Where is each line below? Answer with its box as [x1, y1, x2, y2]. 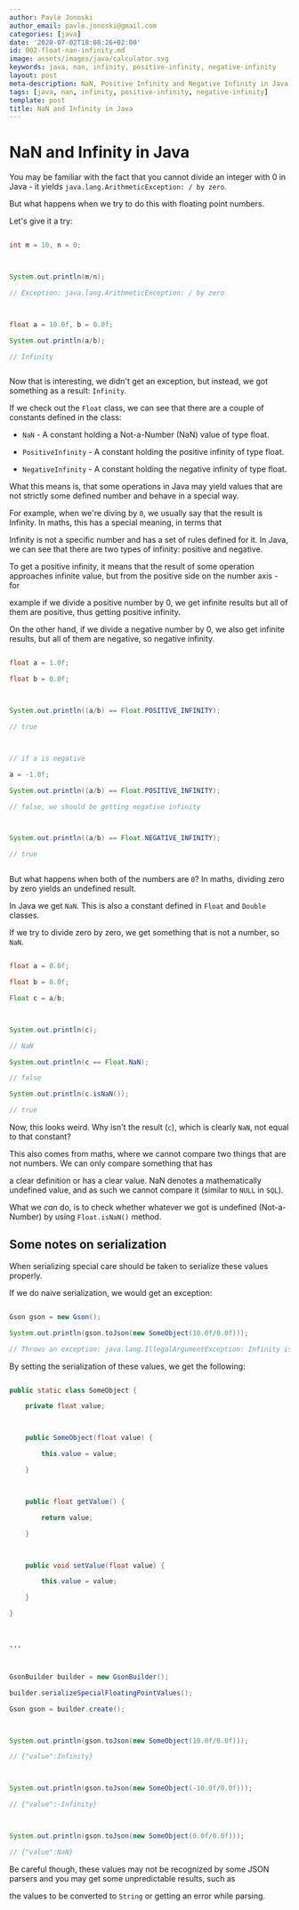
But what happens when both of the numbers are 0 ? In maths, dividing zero [9, 874, 285, 885]
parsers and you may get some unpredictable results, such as [9, 1873, 236, 1883]
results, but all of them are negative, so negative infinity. [9, 634, 215, 644]
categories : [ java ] [9, 29, 82, 38]
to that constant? [9, 1131, 71, 1142]
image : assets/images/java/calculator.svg [9, 54, 169, 63]
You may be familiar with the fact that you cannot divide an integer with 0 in [9, 172, 287, 182]
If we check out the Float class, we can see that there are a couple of [9, 402, 264, 414]
